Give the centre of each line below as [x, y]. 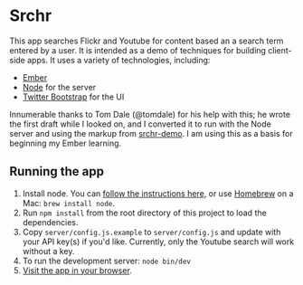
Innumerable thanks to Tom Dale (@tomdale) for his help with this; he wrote [150, 114]
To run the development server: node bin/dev [107, 261]
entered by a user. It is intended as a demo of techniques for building [138, 50]
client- [280, 50]
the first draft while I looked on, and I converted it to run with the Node [140, 124]
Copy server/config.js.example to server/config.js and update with [151, 232]
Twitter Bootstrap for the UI [73, 97]
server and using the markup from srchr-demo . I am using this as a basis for [151, 133]
